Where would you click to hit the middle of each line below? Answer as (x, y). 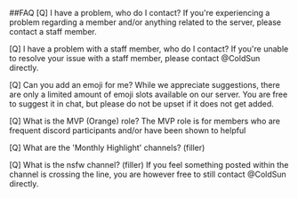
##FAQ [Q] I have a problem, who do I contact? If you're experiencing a (140, 13)
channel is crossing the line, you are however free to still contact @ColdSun (148, 174)
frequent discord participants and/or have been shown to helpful (128, 131)
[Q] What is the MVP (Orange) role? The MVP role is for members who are (145, 121)
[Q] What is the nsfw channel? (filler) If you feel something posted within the (149, 165)
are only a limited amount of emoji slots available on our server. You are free (149, 94)
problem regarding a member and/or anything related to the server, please (145, 22)
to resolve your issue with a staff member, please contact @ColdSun (135, 58)
